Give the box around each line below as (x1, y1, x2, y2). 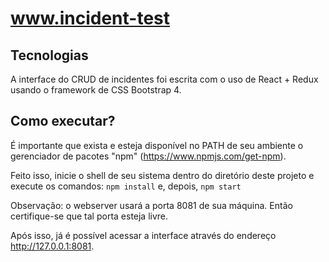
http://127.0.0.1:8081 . (10, 240, 95, 252)
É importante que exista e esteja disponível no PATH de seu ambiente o (10, 139, 304, 151)
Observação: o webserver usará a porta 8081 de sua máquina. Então (10, 199, 293, 211)
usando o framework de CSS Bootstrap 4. (10, 84, 182, 96)
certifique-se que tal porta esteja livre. (10, 210, 169, 222)
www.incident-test (10, 7, 171, 30)
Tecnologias (10, 47, 89, 64)
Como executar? (10, 113, 116, 130)
